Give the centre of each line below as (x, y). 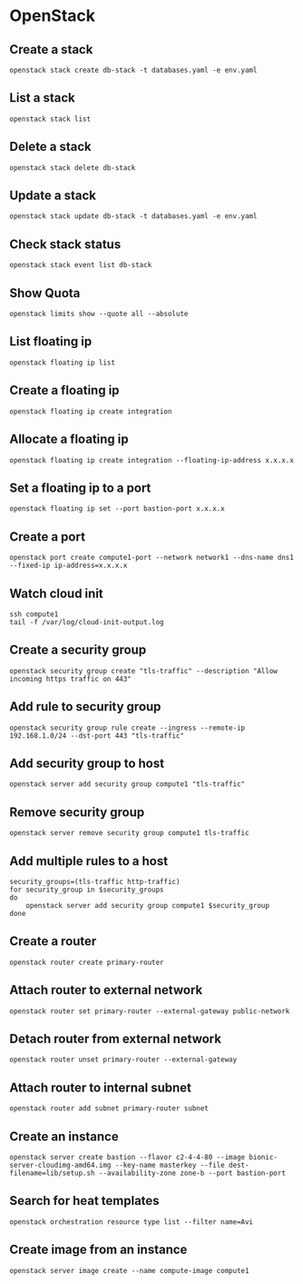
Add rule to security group (85, 707)
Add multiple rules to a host (89, 861)
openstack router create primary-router (87, 962)
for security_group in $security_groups (87, 890)
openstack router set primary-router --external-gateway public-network (150, 1011)
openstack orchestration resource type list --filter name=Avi (132, 1222)
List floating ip (51, 342)
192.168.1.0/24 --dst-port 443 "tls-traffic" (97, 736)
